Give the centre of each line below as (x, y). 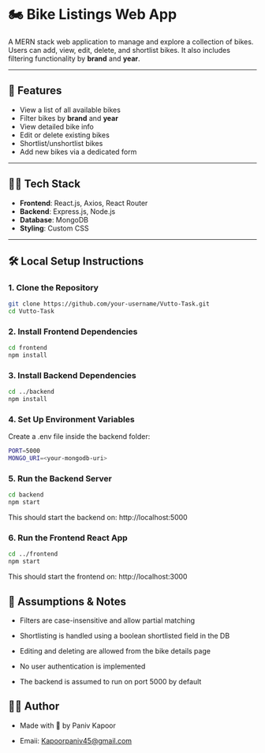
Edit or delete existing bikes (65, 135)
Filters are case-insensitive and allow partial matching (107, 620)
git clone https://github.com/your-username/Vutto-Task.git (109, 304)
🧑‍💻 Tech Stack (45, 184)
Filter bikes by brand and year (69, 118)
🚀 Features (35, 91)
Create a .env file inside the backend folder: (79, 436)
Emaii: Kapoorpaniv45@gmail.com (76, 740)
